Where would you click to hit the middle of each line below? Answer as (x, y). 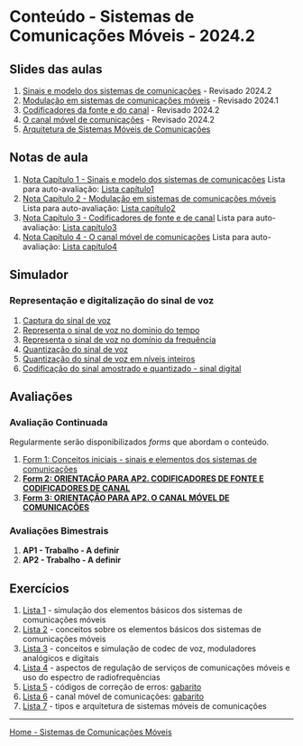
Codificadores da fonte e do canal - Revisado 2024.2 (121, 110)
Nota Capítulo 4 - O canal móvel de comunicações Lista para (136, 237)
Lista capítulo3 (90, 227)
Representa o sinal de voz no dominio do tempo (111, 330)
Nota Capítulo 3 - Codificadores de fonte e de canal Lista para (138, 218)
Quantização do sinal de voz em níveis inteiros (109, 359)
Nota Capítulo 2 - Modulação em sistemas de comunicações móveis (149, 198)
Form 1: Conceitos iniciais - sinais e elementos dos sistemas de (139, 460)
